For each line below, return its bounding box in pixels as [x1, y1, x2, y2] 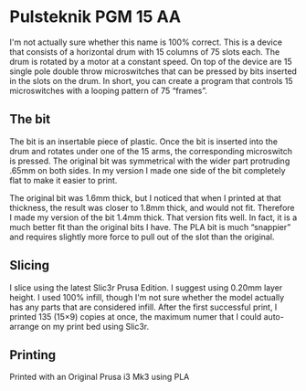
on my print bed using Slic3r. [40, 321, 150, 332]
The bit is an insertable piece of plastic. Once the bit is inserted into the [9, 135, 279, 147]
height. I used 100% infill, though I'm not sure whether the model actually [9, 291, 285, 302]
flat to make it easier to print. [9, 174, 118, 185]
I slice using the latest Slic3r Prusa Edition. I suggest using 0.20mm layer [9, 281, 283, 293]
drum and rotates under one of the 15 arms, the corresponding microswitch [9, 145, 292, 156]
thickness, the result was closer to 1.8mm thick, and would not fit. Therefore [9, 202, 295, 213]
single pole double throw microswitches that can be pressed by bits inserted [9, 66, 297, 77]
